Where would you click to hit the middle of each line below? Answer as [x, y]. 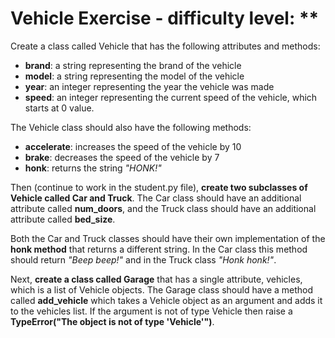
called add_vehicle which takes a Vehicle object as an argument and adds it [166, 300]
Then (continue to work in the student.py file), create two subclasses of [159, 187]
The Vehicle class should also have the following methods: [131, 127]
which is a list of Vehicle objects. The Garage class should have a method [162, 289]
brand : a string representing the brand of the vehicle [133, 65]
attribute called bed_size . [63, 219]
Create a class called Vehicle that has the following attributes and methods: [165, 46]
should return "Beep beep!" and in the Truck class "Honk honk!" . [143, 259]
